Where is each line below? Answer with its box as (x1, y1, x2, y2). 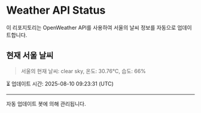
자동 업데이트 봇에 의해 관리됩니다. (6, 100, 86, 107)
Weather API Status (6, 4, 106, 17)
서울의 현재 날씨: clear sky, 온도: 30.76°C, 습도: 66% (20, 67, 147, 74)
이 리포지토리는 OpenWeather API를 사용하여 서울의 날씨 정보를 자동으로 (6, 24, 176, 31)
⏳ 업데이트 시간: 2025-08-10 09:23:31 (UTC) (6, 80, 114, 87)
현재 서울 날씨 (6, 51, 54, 61)
